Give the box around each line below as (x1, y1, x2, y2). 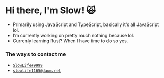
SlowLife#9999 (12, 63, 43, 68)
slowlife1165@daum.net (12, 68, 61, 73)
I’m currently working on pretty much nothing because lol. (12, 32, 134, 38)
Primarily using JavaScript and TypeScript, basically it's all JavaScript (12, 21, 159, 28)
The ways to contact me (5, 50, 66, 58)
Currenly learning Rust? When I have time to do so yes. (12, 38, 128, 44)
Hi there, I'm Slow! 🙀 (5, 5, 96, 16)
